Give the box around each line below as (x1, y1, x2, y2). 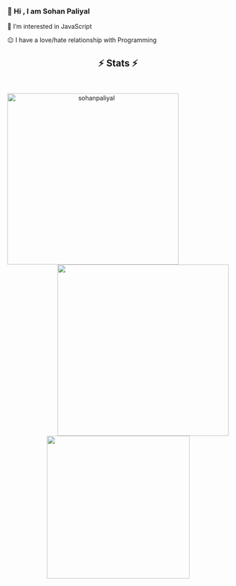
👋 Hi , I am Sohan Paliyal (7, 6, 90, 16)
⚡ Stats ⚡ (98, 57, 138, 69)
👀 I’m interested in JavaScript (7, 22, 93, 31)
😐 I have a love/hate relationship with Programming (7, 36, 157, 44)
